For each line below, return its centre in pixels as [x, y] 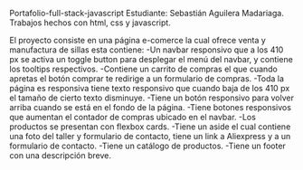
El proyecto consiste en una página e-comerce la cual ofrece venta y [138, 40]
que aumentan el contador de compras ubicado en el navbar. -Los [133, 117]
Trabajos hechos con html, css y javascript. [90, 23]
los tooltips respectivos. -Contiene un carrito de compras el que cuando [144, 69]
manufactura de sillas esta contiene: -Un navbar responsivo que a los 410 [147, 50]
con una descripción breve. [60, 156]
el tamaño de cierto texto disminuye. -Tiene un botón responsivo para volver [152, 98]
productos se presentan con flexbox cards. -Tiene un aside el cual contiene [150, 127]
